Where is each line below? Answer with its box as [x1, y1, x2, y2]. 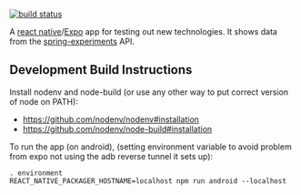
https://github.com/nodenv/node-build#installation [22, 123, 213, 134]
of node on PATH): [9, 96, 79, 107]
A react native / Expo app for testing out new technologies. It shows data [9, 26, 277, 36]
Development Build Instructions [9, 62, 193, 77]
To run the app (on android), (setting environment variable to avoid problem [9, 141, 293, 152]
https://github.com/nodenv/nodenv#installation [22, 114, 200, 125]
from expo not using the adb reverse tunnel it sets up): [9, 150, 214, 161]
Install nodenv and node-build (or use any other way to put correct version [9, 87, 289, 97]
